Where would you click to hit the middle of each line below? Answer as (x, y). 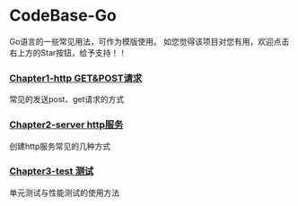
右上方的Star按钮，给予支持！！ (68, 52)
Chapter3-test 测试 (52, 171)
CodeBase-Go (63, 16)
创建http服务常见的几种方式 (60, 146)
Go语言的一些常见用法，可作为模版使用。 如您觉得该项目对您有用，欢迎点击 (149, 41)
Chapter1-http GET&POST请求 (76, 78)
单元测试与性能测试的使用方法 (64, 193)
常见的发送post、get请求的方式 (67, 99)
